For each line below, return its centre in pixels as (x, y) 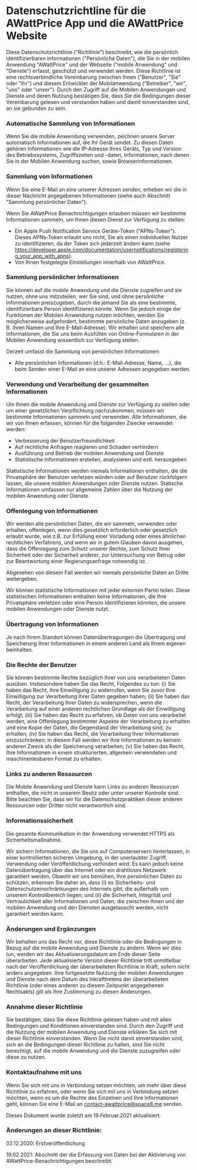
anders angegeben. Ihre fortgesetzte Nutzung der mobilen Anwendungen (95, 973)
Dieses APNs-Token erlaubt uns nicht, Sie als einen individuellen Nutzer (101, 237)
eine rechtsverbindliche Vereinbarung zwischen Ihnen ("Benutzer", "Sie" (94, 77)
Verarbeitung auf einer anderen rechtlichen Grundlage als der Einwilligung (96, 709)
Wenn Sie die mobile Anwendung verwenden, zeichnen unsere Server (91, 136)
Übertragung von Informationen (52, 624)
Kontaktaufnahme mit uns (44, 1072)
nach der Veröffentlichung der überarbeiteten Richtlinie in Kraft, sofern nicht (98, 966)
